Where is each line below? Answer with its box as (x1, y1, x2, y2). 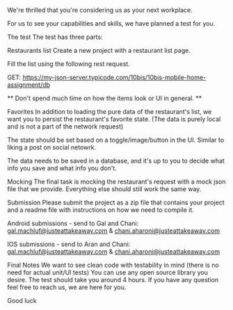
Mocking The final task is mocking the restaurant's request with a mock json (7, 177, 226, 186)
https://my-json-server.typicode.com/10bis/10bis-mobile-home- (22, 73, 207, 81)
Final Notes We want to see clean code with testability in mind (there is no (7, 261, 219, 269)
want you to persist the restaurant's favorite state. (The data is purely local (7, 115, 221, 123)
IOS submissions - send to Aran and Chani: (7, 240, 131, 248)
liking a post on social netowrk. (7, 143, 96, 152)
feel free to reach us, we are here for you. (7, 283, 127, 291)
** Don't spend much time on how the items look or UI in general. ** (7, 94, 202, 102)
